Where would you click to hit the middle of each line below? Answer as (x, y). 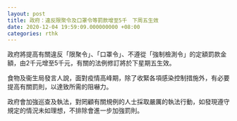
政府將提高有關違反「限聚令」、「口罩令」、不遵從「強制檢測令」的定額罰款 (114, 54)
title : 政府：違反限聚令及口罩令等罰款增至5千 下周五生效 (83, 20)
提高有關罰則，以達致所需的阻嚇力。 (60, 87)
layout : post (26, 14)
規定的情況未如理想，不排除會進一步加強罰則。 (75, 110)
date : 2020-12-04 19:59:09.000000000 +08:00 (74, 27)
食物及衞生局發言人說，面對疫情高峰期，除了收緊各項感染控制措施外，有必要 (119, 78)
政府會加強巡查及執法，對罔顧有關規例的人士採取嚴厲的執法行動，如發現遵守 (119, 102)
